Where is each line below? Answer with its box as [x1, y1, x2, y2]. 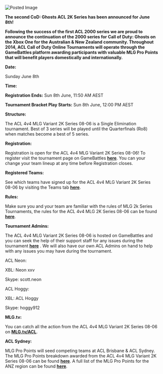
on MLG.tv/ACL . [5, 329, 38, 335]
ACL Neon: [5, 257, 27, 263]
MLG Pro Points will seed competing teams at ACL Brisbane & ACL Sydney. [5, 348, 155, 354]
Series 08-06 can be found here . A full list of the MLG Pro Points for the [5, 358, 149, 364]
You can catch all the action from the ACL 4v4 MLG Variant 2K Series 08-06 [5, 324, 158, 329]
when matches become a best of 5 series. [5, 131, 90, 137]
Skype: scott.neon [5, 276, 42, 282]
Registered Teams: [5, 170, 44, 176]
